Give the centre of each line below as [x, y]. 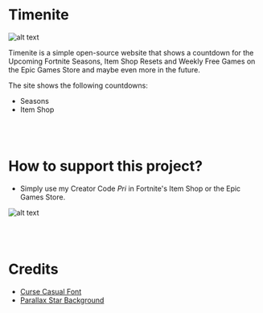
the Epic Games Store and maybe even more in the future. [105, 69]
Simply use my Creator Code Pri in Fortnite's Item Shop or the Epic [130, 188]
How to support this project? [106, 166]
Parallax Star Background [62, 300]
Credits [33, 269]
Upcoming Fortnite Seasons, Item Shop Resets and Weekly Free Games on [132, 61]
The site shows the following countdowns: [78, 85]
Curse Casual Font [51, 291]
